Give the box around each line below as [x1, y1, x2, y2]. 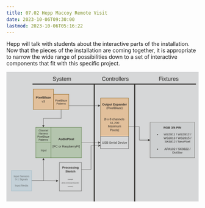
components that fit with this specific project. [6, 60, 120, 67]
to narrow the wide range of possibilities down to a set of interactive [6, 53, 178, 61]
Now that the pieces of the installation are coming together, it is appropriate [6, 46, 196, 54]
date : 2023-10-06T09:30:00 [6, 16, 75, 23]
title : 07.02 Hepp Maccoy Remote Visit [6, 10, 108, 16]
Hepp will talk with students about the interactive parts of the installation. [6, 40, 190, 48]
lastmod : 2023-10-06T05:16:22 [6, 23, 84, 29]
